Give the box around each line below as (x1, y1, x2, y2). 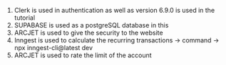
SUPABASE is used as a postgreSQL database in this (14, 21, 169, 29)
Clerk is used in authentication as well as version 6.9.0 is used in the (14, 6, 215, 14)
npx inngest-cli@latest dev (14, 44, 93, 52)
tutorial (14, 13, 36, 22)
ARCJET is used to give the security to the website (14, 28, 163, 37)
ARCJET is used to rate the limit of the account (14, 51, 152, 59)
